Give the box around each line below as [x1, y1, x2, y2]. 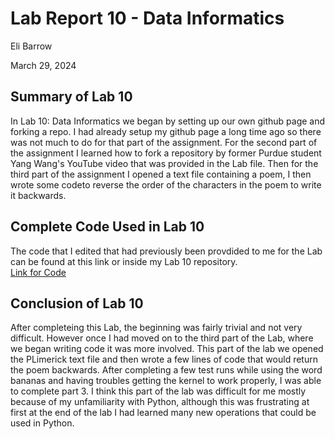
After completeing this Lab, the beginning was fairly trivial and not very [10, 322, 303, 334]
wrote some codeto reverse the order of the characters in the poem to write [10, 178, 322, 191]
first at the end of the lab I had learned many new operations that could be [10, 407, 317, 419]
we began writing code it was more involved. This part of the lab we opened [10, 343, 324, 355]
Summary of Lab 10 [10, 88, 133, 106]
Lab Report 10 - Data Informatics [10, 7, 285, 30]
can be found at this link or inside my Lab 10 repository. [10, 255, 238, 267]
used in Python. [10, 417, 75, 429]
